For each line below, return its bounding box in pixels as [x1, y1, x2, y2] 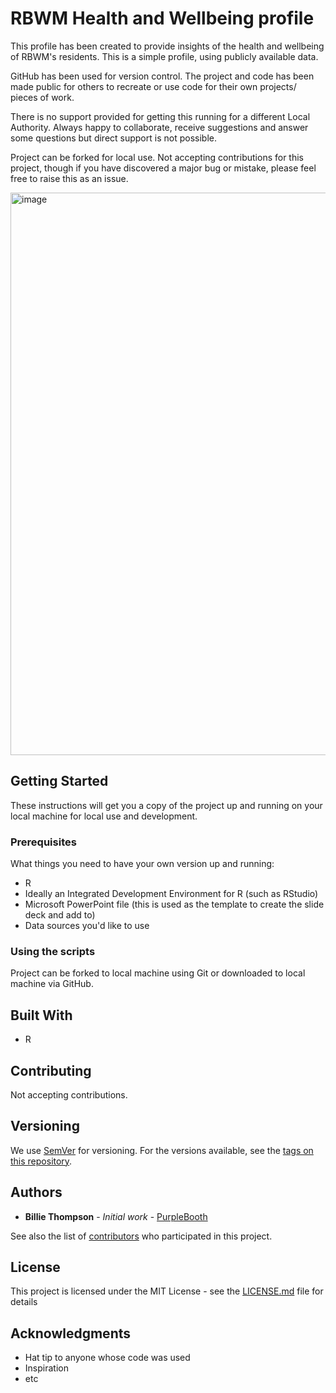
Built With [10, 1007, 73, 1024]
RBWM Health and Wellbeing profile [10, 7, 315, 30]
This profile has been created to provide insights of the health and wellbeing [10, 40, 325, 52]
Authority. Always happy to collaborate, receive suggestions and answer [10, 121, 309, 133]
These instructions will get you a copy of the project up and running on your [10, 799, 323, 811]
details [10, 1296, 38, 1308]
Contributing [10, 1062, 92, 1079]
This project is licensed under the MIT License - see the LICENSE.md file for [10, 1285, 324, 1297]
